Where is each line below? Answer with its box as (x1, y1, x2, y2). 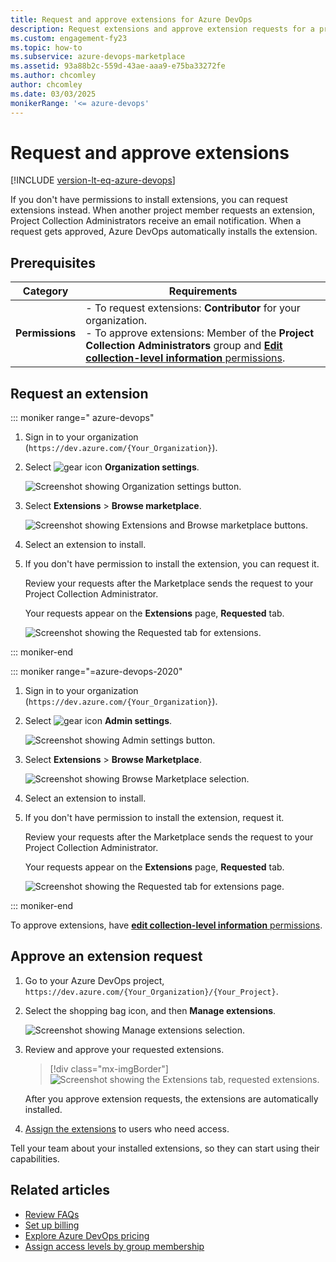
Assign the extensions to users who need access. (24, 1122, 230, 1135)
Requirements (168, 284, 238, 298)
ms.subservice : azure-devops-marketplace (10, 52, 186, 62)
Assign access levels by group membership (24, 1240, 205, 1252)
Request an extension (10, 385, 149, 402)
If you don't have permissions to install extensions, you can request (10, 194, 288, 206)
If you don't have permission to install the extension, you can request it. (24, 558, 320, 570)
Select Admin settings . (24, 715, 173, 727)
